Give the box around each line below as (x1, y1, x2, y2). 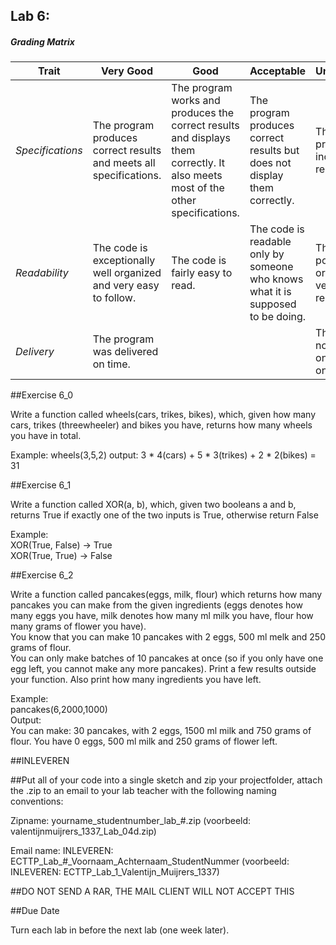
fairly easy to (171, 266, 233, 280)
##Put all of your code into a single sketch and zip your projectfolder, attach (10, 774, 323, 786)
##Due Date (10, 905, 60, 917)
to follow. (92, 291, 137, 305)
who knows (249, 272, 304, 286)
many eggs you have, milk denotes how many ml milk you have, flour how (10, 610, 314, 622)
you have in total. (10, 430, 82, 442)
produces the (171, 106, 234, 120)
